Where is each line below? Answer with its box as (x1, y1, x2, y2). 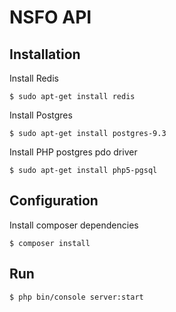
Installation (9, 46, 81, 63)
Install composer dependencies (9, 219, 139, 231)
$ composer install (9, 238, 91, 248)
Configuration (9, 192, 99, 210)
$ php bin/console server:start (9, 292, 144, 302)
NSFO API (9, 6, 92, 29)
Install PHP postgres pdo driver (9, 146, 138, 158)
